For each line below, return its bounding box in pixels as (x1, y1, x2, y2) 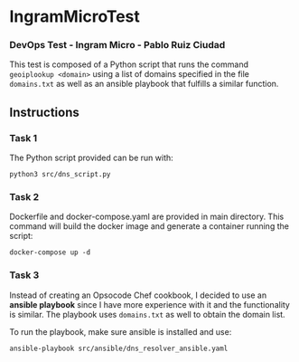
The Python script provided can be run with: (9, 152, 173, 164)
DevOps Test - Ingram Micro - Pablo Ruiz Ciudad (9, 39, 226, 52)
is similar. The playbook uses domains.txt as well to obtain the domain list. (9, 309, 286, 319)
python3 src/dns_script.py (9, 170, 111, 179)
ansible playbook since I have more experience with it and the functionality (9, 299, 291, 310)
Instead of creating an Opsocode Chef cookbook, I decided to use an (9, 290, 267, 300)
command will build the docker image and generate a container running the (9, 221, 289, 232)
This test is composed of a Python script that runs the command (9, 59, 248, 70)
